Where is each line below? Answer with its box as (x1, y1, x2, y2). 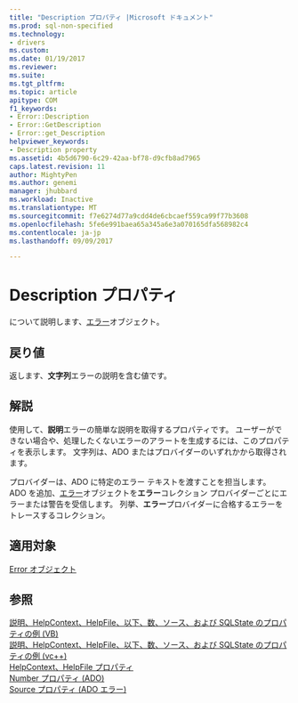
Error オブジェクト (9, 563, 77, 574)
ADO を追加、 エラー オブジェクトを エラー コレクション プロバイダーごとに (9, 487, 280, 498)
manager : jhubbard (9, 187, 77, 196)
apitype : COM (9, 95, 58, 105)
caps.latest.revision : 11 (9, 162, 105, 171)
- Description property (9, 145, 98, 154)
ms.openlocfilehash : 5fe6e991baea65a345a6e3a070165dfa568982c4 (9, 220, 249, 229)
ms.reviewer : (9, 63, 58, 72)
